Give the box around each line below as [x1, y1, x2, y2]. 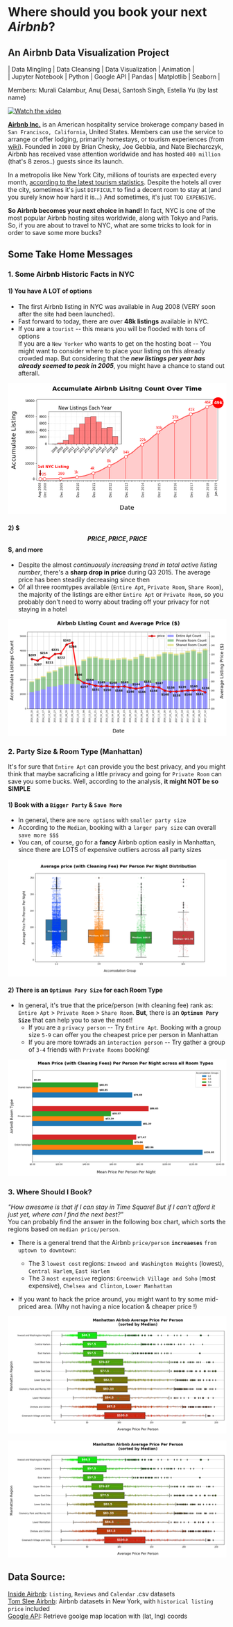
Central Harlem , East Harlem [28, 1267, 110, 1275]
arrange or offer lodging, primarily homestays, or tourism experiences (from [8, 135, 225, 143]
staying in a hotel [17, 605, 67, 614]
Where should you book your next [8, 4, 207, 20]
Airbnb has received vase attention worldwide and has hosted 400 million [8, 150, 221, 158]
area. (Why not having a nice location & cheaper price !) [37, 1302, 198, 1311]
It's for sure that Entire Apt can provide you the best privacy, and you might [8, 762, 226, 771]
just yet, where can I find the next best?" [8, 1210, 124, 1219]
